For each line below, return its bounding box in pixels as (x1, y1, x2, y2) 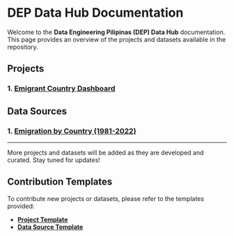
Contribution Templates (7, 176, 113, 188)
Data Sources (7, 105, 68, 117)
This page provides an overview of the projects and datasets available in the (7, 35, 226, 43)
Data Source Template (17, 223, 84, 231)
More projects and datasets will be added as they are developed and (7, 148, 204, 157)
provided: (7, 202, 35, 210)
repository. (7, 42, 38, 51)
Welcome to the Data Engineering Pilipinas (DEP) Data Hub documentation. (7, 28, 226, 36)
